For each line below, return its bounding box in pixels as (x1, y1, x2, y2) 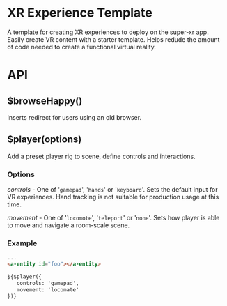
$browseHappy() (7, 95, 83, 107)
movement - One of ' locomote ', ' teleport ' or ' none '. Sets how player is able (7, 214, 220, 222)
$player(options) (7, 134, 82, 146)
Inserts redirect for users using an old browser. (7, 113, 141, 121)
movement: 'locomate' (16, 286, 79, 293)
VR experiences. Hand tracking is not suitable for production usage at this (7, 193, 219, 201)
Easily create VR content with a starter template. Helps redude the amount (7, 35, 220, 43)
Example (7, 238, 38, 248)
